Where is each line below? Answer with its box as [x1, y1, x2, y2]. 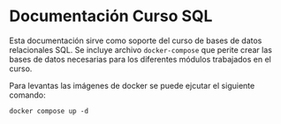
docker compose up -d [9, 106, 89, 115]
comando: [9, 90, 46, 100]
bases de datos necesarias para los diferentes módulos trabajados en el [9, 54, 271, 64]
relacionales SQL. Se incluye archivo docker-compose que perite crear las [9, 44, 272, 55]
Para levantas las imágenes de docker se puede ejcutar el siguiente [9, 80, 255, 91]
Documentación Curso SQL [9, 6, 213, 26]
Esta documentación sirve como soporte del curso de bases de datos [9, 35, 262, 46]
